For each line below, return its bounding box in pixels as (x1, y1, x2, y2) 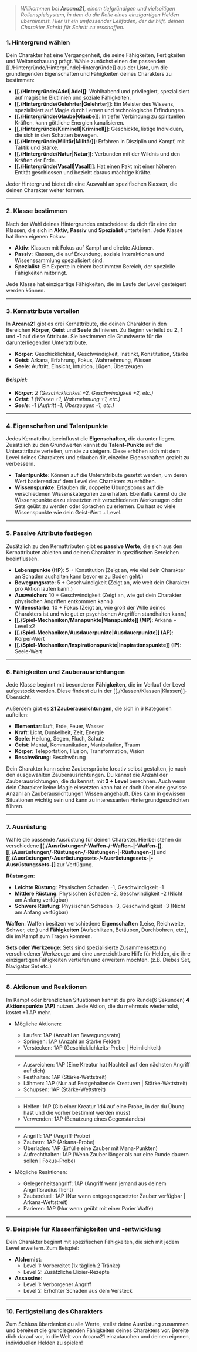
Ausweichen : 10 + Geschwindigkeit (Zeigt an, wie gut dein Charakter (14, 591, 182, 598)
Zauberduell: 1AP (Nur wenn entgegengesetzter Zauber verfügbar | (23, 1192, 186, 1199)
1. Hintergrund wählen (6, 38, 70, 46)
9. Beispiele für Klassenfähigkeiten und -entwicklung (6, 1225, 161, 1233)
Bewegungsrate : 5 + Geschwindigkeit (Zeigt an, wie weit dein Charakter (14, 579, 190, 586)
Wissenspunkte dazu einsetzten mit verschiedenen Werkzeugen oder (14, 496, 183, 504)
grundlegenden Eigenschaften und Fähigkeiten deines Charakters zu (6, 70, 172, 78)
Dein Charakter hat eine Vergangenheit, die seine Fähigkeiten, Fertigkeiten (6, 52, 186, 59)
